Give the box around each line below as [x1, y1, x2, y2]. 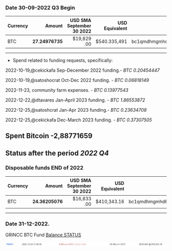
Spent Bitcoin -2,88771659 [5, 131, 93, 140]
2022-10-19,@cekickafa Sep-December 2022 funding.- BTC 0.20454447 [5, 67, 160, 73]
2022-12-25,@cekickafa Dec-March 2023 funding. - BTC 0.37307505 [5, 117, 152, 123]
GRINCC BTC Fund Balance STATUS [5, 232, 81, 238]
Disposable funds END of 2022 [5, 164, 83, 172]
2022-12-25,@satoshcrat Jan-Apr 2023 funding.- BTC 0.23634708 [5, 107, 147, 113]
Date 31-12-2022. [5, 220, 50, 227]
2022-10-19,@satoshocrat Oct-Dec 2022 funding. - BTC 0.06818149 [5, 77, 149, 83]
